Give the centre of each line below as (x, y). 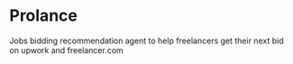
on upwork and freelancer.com (66, 50)
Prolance (44, 16)
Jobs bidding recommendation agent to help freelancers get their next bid (146, 41)
